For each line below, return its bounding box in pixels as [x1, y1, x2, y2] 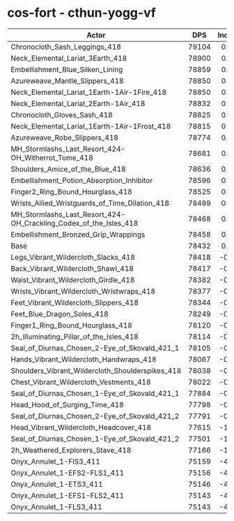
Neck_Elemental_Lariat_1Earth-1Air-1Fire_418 [10, 87, 167, 97]
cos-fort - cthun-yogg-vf [7, 5, 157, 21]
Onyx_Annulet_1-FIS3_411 [10, 456, 101, 466]
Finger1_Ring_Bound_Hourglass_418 [10, 320, 132, 330]
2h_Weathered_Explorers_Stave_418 [10, 445, 132, 455]
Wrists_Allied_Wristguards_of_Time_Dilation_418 [10, 198, 169, 207]
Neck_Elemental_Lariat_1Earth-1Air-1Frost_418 [10, 121, 171, 131]
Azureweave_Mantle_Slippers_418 [10, 75, 124, 85]
